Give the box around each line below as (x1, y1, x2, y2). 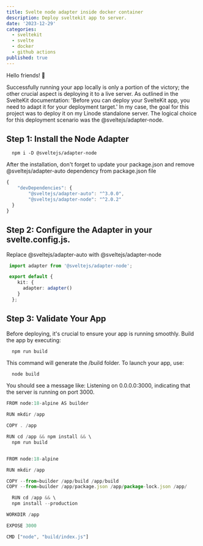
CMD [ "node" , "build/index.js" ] (6, 534, 89, 540)
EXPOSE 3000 (6, 523, 37, 529)
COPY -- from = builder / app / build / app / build (6, 478, 119, 484)
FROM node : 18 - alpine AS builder (6, 400, 89, 407)
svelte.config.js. (6, 235, 70, 245)
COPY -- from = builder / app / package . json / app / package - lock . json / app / (6, 483, 188, 490)
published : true (6, 55, 48, 61)
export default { (9, 274, 53, 280)
